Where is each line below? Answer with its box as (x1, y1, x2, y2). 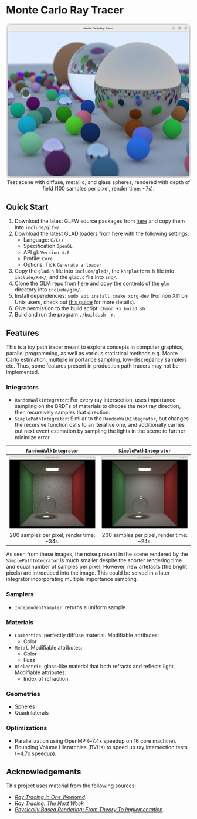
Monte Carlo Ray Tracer (6, 4, 124, 17)
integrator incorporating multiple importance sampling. (6, 576, 138, 583)
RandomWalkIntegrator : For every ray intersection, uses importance (14, 396, 176, 403)
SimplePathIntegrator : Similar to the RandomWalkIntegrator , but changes (14, 415, 189, 422)
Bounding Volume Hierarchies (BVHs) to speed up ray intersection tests (14, 743, 188, 750)
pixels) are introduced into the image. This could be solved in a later (6, 569, 170, 576)
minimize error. (14, 434, 51, 441)
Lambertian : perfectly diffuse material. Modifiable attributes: (14, 631, 159, 638)
